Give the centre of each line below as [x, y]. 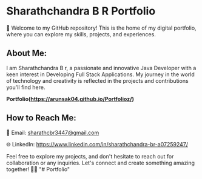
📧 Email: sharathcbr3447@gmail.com [53, 132]
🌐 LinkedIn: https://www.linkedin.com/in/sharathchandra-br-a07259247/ [97, 144]
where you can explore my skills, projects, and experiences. [81, 34]
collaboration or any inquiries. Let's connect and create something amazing [101, 163]
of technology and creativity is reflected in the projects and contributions [98, 80]
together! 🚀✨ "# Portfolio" [38, 169]
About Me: [27, 54]
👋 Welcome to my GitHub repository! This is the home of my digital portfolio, [101, 28]
